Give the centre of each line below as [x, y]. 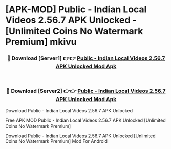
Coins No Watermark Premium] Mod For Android [56, 141]
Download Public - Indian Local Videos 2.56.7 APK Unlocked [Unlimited [80, 136]
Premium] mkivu [41, 42]
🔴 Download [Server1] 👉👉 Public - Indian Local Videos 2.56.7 [86, 58]
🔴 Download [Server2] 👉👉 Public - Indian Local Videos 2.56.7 [86, 91]
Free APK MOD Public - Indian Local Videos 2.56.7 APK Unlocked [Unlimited [86, 120]
